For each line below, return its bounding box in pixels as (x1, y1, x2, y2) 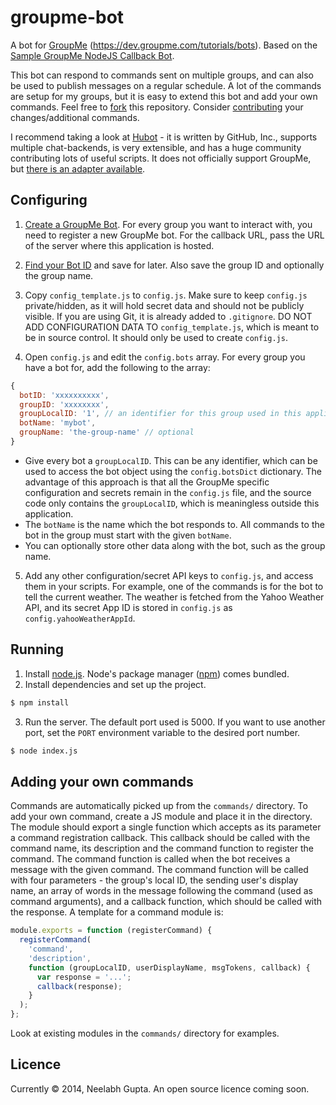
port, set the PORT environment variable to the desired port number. (24, 726, 301, 738)
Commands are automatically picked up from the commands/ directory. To (10, 800, 308, 812)
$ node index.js (10, 746, 78, 756)
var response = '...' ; (36, 972, 132, 982)
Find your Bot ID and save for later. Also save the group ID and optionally (24, 259, 325, 271)
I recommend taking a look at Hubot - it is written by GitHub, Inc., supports (10, 131, 318, 143)
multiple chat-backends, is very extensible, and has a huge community (10, 141, 302, 153)
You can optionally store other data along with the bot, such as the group (24, 539, 326, 551)
